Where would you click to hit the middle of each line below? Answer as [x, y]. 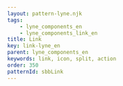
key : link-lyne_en [34, 46]
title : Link [24, 40]
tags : [15, 20]
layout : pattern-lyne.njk [44, 14]
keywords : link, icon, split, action [62, 59]
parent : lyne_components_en [48, 53]
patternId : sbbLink [35, 71]
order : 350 [23, 65]
